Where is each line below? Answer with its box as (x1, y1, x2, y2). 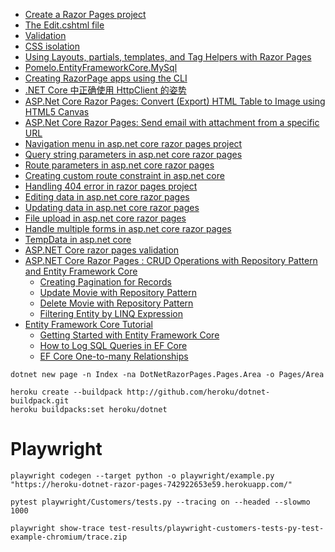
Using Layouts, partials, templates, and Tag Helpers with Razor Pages (24, 51, 312, 63)
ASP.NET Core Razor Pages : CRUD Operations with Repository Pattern (24, 255, 318, 266)
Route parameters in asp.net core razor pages (24, 159, 215, 171)
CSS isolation (24, 40, 80, 52)
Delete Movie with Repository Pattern (39, 297, 194, 309)
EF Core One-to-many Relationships (39, 350, 189, 362)
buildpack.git (10, 396, 70, 406)
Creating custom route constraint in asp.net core (24, 170, 225, 181)
